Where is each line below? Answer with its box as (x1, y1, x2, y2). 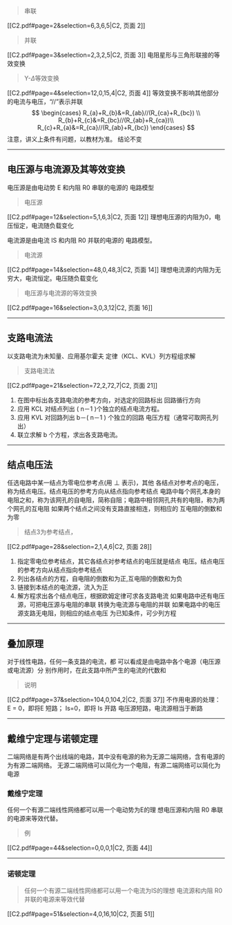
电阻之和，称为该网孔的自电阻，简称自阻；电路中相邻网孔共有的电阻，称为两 (7, 496, 225, 504)
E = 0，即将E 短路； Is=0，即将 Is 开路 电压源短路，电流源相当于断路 (7, 704, 203, 713)
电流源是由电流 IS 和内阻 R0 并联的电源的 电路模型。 (7, 236, 157, 244)
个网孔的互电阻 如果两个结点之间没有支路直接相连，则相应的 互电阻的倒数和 (7, 505, 222, 513)
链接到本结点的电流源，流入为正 (17, 583, 108, 592)
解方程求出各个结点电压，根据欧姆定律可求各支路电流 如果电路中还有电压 (17, 592, 225, 600)
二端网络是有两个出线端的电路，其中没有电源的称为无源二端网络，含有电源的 (7, 753, 225, 761)
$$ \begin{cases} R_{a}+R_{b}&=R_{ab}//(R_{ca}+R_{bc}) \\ (31, 109, 201, 117)
